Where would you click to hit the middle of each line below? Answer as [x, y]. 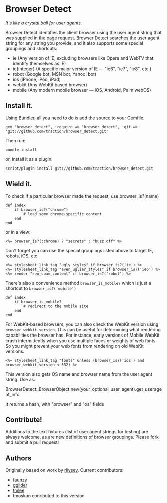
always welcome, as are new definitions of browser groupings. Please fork [82, 437]
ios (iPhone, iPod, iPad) [37, 79]
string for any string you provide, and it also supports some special [74, 43]
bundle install [21, 150]
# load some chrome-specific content [62, 214]
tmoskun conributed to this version [48, 496]
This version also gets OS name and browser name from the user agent [79, 374]
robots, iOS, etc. [22, 256]
